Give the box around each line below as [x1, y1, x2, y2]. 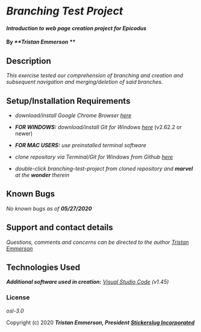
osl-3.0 [6, 307, 24, 314]
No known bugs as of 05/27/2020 [6, 205, 92, 212]
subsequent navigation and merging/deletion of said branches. [6, 78, 164, 86]
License [6, 293, 30, 302]
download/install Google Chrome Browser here [14, 112, 132, 119]
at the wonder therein [14, 171, 70, 179]
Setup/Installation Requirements [6, 95, 131, 106]
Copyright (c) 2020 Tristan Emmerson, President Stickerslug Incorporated [6, 319, 195, 326]
